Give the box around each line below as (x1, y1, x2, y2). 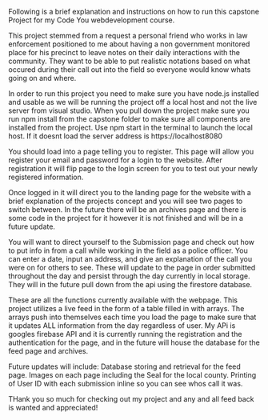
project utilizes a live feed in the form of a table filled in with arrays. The (8, 304, 245, 313)
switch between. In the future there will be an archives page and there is (8, 205, 246, 214)
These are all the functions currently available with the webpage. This (8, 295, 238, 305)
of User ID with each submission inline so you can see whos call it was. (8, 379, 243, 388)
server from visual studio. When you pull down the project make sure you (8, 106, 250, 115)
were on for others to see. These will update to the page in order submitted (8, 263, 256, 272)
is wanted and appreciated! (8, 403, 98, 412)
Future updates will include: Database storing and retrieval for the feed (8, 362, 242, 371)
